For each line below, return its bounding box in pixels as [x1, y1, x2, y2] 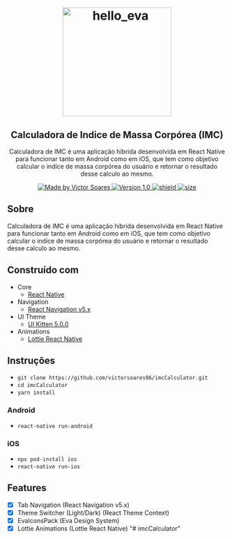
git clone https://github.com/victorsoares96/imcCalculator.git [17, 374, 208, 381]
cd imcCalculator [17, 382, 68, 389]
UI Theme [17, 312, 46, 321]
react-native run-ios [17, 464, 80, 471]
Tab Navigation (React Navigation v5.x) [17, 501, 130, 509]
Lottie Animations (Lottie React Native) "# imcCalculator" [17, 524, 181, 533]
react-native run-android [17, 423, 93, 430]
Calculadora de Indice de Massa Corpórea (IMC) [10, 129, 224, 141]
